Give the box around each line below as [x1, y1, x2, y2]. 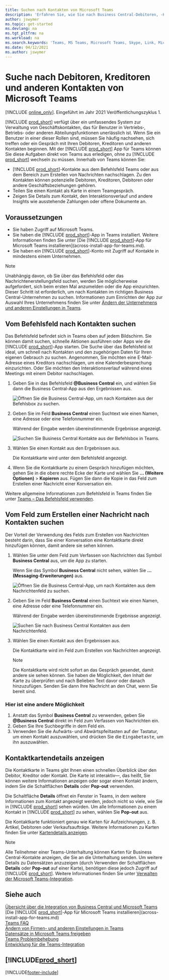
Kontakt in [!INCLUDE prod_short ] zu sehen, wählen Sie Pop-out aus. [5, 809, 149, 815]
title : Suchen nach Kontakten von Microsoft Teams [5, 7, 114, 13]
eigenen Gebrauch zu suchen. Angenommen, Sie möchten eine [5, 354, 137, 360]
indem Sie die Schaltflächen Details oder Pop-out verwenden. [5, 783, 134, 789]
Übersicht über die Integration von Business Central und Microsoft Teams [5, 903, 157, 910]
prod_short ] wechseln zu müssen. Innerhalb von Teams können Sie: [5, 157, 146, 163]
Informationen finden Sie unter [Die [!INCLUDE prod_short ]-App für [12, 237, 152, 243]
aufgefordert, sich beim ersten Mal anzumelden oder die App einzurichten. [5, 283, 160, 290]
